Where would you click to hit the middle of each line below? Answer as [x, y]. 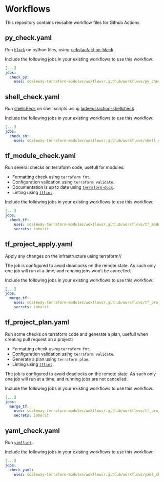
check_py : [19, 77]
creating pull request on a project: [39, 339]
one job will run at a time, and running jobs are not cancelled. [66, 379]
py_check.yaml [29, 38]
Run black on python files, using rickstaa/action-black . [60, 49]
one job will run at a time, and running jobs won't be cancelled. [68, 271]
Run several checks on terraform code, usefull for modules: [65, 167]
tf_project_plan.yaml [37, 322]
